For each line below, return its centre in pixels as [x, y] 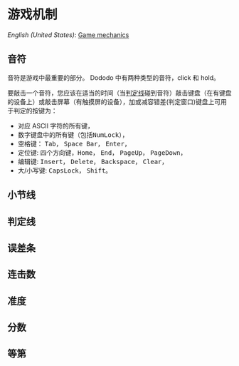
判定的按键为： [35, 111]
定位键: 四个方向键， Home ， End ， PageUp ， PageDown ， [102, 152]
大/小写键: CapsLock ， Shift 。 [65, 170]
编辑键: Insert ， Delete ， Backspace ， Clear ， [93, 161]
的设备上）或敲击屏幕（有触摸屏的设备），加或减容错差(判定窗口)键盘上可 [114, 101]
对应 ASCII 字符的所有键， [56, 126]
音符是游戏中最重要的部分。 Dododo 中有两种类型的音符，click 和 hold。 [114, 77]
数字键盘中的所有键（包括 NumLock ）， [73, 134]
